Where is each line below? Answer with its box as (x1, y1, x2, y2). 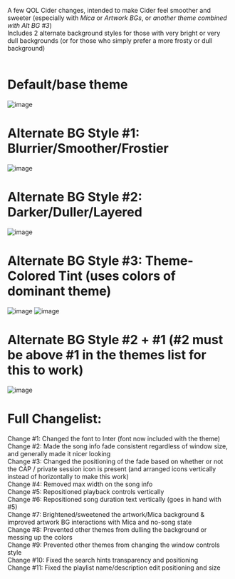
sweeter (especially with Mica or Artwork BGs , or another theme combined (7, 14, 228, 22)
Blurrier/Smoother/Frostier (7, 141, 169, 156)
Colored (7, 268, 56, 284)
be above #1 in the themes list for (7, 346, 207, 363)
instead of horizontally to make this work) (7, 472, 130, 480)
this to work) (7, 362, 84, 378)
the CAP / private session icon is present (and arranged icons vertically (7, 464, 216, 473)
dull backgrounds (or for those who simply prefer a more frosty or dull (7, 36, 212, 45)
